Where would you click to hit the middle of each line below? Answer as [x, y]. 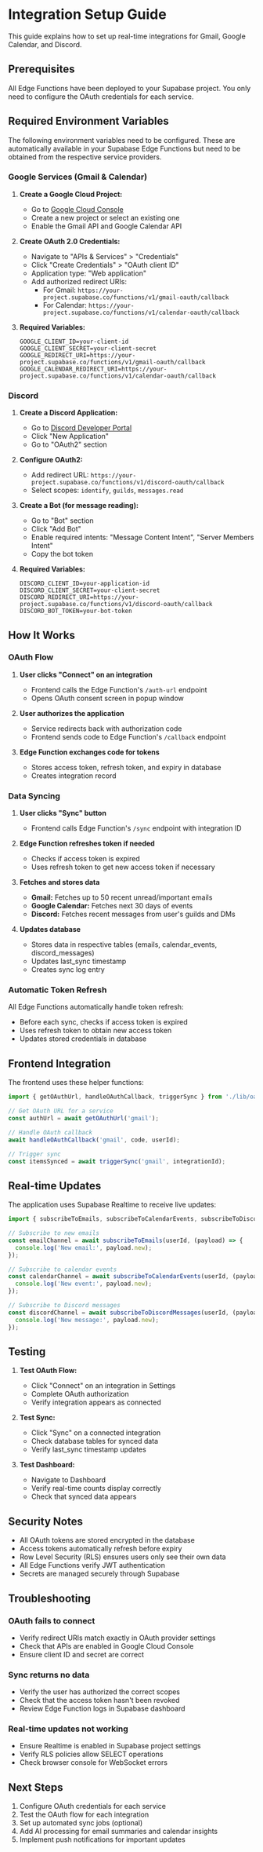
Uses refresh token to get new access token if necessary [123, 867]
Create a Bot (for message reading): [79, 506]
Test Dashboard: [47, 1465]
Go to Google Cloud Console [77, 209]
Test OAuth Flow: [48, 1371]
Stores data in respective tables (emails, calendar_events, [124, 944]
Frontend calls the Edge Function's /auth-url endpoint [119, 689]
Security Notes [46, 1521]
